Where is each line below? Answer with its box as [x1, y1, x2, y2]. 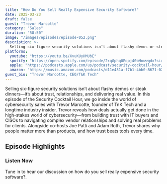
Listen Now [5, 157, 33, 164]
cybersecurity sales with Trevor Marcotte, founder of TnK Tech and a [5, 101, 147, 107]
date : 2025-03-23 [5, 12, 41, 17]
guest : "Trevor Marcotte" [5, 21, 59, 26]
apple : [9, 63, 23, 68]
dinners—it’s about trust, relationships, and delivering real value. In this [5, 91, 151, 97]
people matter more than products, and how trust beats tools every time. [5, 128, 154, 134]
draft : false [5, 16, 32, 21]
